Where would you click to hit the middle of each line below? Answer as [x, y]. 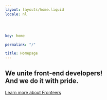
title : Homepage [21, 53]
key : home [15, 36]
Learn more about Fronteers [33, 92]
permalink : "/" [20, 44]
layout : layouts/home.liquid [35, 10]
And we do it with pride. [42, 81]
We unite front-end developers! [54, 73]
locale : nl [16, 14]
